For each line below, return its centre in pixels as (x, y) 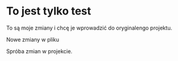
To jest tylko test (49, 11)
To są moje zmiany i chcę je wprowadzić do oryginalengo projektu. (89, 28)
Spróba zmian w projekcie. (39, 51)
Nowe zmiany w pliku (33, 39)
